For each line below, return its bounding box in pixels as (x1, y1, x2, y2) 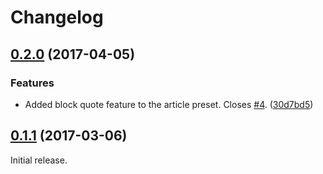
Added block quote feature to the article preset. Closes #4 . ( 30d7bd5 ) (24, 98, 314, 110)
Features (10, 76, 55, 90)
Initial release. (10, 154, 68, 166)
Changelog (10, 6, 104, 29)
